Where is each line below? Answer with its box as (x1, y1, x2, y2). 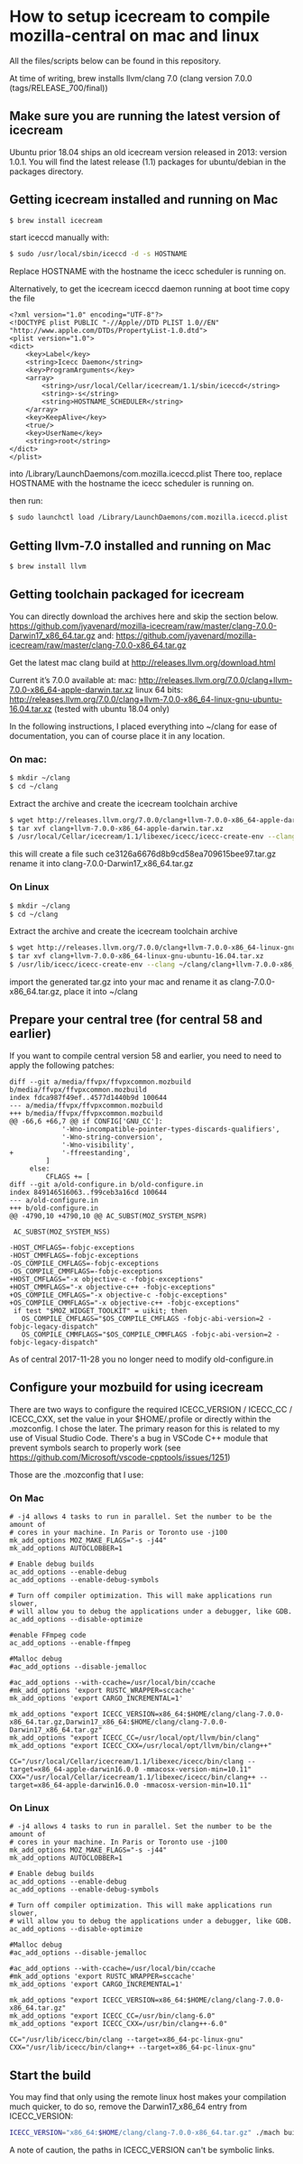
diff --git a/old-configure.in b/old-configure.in (9, 1179, 204, 1188)
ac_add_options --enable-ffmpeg (9, 1638, 131, 1648)
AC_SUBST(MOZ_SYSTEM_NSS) (13, 1227, 111, 1236)
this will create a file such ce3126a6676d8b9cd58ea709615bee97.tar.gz (9, 848, 277, 859)
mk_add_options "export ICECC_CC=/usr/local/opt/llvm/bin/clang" (9, 1733, 260, 1743)
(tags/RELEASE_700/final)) (9, 82, 108, 93)
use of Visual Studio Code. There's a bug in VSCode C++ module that (9, 1432, 269, 1443)
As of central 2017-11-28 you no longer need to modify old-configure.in (9, 1354, 273, 1364)
